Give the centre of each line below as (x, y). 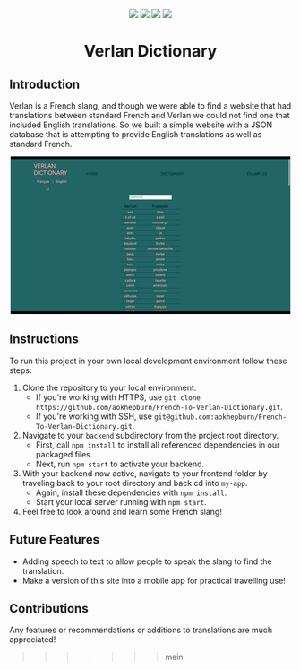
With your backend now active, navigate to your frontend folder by (145, 473)
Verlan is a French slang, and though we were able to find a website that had (150, 106)
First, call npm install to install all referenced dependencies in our (158, 445)
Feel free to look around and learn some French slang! (122, 511)
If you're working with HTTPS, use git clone (118, 397)
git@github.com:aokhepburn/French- (220, 417)
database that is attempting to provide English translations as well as (136, 134)
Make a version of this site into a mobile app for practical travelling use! (154, 580)
